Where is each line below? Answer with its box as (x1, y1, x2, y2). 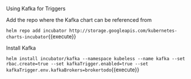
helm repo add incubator (6, 28, 67, 34)
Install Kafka (6, 44, 36, 51)
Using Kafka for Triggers (6, 5, 66, 12)
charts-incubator (6, 34, 49, 40)
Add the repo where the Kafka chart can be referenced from (6, 17, 152, 23)
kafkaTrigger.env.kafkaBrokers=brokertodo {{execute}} (6, 66, 140, 73)
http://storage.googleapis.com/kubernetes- (69, 28, 177, 34)
